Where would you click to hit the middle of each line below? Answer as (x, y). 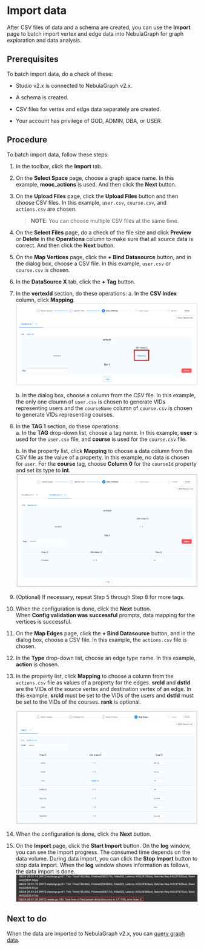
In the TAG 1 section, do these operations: (68, 426)
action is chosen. (37, 664)
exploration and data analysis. (44, 40)
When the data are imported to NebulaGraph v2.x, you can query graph (96, 933)
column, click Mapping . (45, 300)
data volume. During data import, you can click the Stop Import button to (107, 858)
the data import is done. (45, 871)
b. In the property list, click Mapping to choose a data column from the (104, 451)
